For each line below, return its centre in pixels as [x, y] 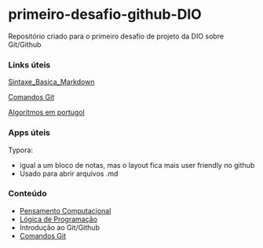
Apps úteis [29, 133]
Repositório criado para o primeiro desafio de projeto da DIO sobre [116, 36]
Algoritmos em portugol [46, 112]
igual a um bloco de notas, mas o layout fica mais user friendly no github [137, 165]
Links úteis [29, 64]
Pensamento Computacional [65, 210]
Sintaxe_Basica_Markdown [51, 82]
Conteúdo [27, 194]
